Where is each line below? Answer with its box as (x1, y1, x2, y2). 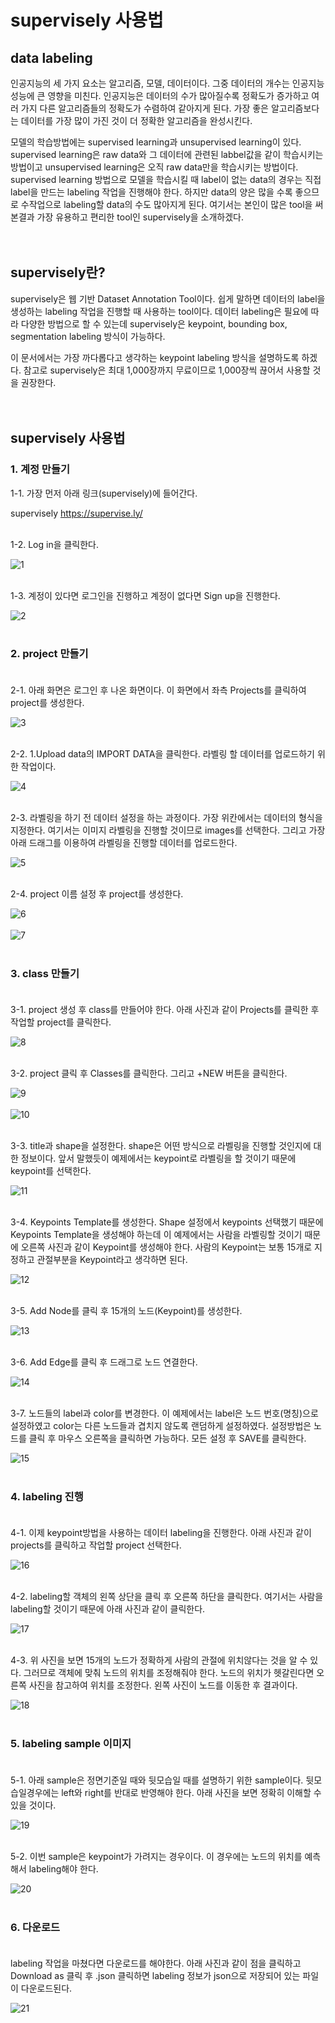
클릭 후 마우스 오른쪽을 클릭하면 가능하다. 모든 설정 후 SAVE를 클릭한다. (28, 1432, 307, 1445)
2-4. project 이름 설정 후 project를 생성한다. (10, 887, 184, 900)
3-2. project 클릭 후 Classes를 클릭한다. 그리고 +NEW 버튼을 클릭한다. (10, 1067, 288, 1080)
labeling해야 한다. (28, 1862, 99, 1875)
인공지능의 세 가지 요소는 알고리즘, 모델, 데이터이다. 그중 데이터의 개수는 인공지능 (10, 77, 325, 89)
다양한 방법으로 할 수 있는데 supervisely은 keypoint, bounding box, (20, 317, 288, 330)
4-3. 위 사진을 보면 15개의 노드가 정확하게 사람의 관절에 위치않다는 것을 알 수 (10, 1654, 308, 1666)
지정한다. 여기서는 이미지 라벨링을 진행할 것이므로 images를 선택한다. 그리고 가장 (10, 824, 326, 836)
